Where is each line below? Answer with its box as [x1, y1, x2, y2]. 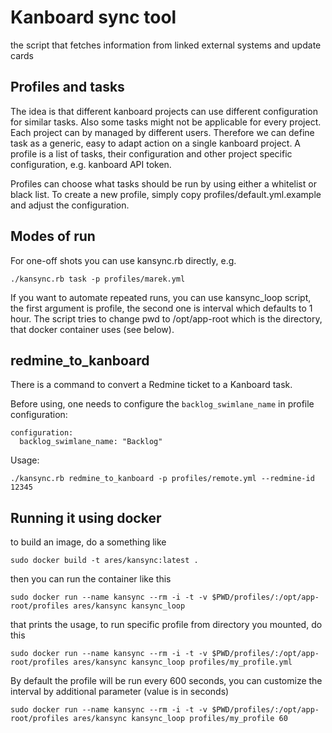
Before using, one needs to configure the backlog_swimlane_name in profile [10, 398, 315, 410]
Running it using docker [10, 509, 162, 526]
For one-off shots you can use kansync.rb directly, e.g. [10, 254, 237, 266]
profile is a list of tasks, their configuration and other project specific [10, 147, 293, 160]
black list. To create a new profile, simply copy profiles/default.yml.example [10, 188, 322, 200]
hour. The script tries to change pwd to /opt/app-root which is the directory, [10, 312, 323, 325]
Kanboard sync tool [10, 6, 177, 29]
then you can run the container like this [10, 573, 172, 585]
